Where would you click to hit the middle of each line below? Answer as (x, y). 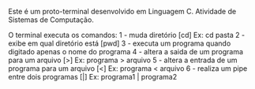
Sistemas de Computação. (51, 20)
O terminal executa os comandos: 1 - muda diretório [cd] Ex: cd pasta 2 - (127, 35)
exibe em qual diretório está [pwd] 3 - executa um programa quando (120, 43)
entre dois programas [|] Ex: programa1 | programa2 (93, 77)
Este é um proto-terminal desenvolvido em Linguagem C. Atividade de (122, 11)
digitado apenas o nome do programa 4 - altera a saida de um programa (126, 52)
